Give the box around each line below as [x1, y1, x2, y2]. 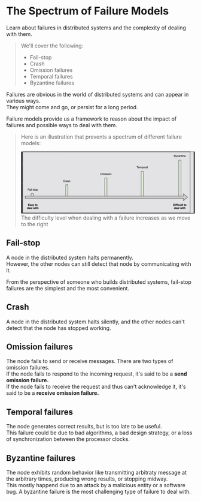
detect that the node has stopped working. [6, 324, 111, 331]
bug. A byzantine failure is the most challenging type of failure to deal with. [6, 488, 191, 495]
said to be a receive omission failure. [6, 389, 99, 397]
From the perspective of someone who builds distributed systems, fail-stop [6, 278, 191, 286]
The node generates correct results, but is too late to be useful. [6, 423, 163, 430]
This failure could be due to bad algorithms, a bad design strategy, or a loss [6, 429, 193, 436]
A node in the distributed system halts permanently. [6, 254, 133, 261]
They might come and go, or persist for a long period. [6, 103, 138, 110]
